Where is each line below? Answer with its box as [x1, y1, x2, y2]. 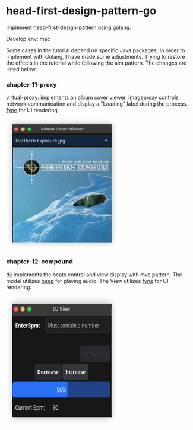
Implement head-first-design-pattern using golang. [6, 24, 132, 31]
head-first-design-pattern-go [6, 4, 156, 18]
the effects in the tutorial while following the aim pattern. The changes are [6, 59, 187, 66]
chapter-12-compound [6, 257, 73, 266]
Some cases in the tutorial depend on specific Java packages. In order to [6, 46, 185, 54]
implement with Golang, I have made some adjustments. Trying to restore [6, 53, 185, 60]
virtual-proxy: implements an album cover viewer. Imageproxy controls [6, 94, 179, 101]
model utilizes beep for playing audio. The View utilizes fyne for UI [6, 277, 169, 284]
